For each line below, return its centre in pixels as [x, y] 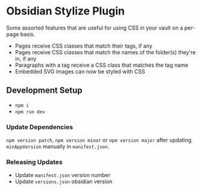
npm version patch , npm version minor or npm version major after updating [99, 140]
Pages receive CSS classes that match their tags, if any [84, 46]
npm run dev [30, 112]
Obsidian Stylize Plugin [66, 11]
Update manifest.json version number [63, 175]
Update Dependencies [40, 127]
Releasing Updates [34, 162]
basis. [28, 34]
